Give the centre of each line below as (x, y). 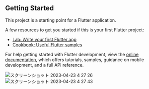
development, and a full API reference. (44, 65)
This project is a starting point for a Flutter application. (61, 20)
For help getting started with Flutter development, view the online (72, 54)
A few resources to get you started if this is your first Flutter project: (74, 30)
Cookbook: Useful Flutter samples (47, 45)
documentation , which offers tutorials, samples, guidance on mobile (74, 60)
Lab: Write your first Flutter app (44, 39)
